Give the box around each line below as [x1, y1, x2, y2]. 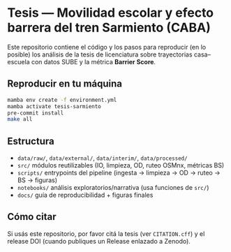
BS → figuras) [17, 176, 58, 184]
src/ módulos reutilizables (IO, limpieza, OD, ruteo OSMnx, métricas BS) [17, 161, 225, 170]
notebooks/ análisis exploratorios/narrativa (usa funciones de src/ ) [17, 184, 209, 192]
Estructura [7, 135, 54, 147]
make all [7, 116, 33, 123]
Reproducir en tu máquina [7, 78, 123, 90]
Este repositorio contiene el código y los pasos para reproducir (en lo [7, 43, 207, 51]
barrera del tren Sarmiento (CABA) [7, 20, 211, 36]
